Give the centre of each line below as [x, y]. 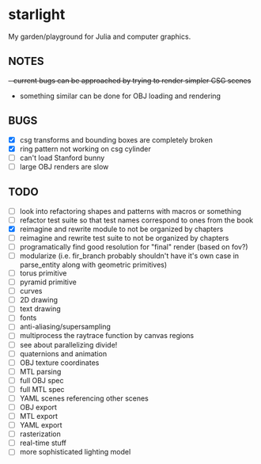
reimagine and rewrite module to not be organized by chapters [121, 229]
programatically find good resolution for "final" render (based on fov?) [134, 246]
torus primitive [43, 273]
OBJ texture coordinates [59, 363]
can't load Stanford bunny [62, 158]
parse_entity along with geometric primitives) [93, 264]
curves [31, 291]
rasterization [40, 434]
